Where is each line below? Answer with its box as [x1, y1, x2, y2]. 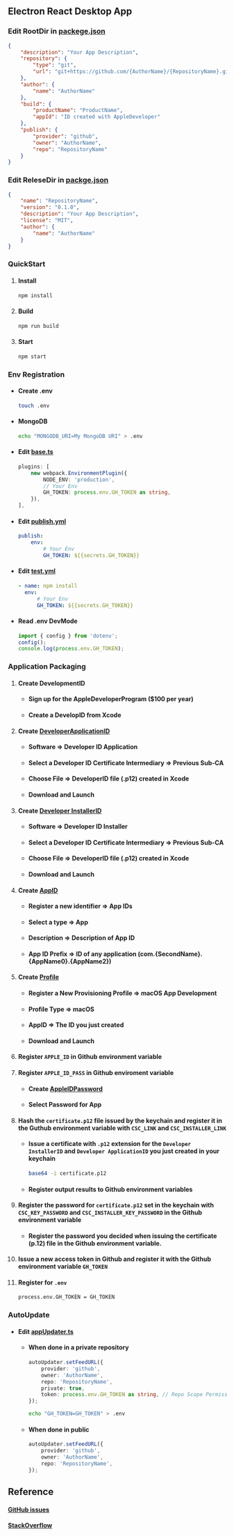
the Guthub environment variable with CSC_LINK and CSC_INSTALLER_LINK [17, 1124, 226, 1132]
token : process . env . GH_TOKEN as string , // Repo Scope [41, 1391, 203, 1398]
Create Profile [17, 973, 60, 981]
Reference [8, 1486, 54, 1498]
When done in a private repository [28, 1343, 129, 1351]
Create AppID [17, 886, 58, 894]
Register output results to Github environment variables [28, 1185, 193, 1193]
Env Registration [8, 369, 65, 379]
